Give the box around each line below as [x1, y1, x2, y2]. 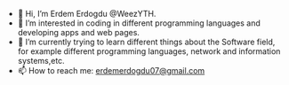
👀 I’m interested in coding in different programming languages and [17, 18, 261, 28]
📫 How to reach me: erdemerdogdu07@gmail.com [17, 66, 205, 75]
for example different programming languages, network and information [17, 46, 281, 57]
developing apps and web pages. [17, 27, 140, 37]
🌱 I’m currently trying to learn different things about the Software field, [17, 36, 276, 47]
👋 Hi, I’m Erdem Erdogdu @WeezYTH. [17, 9, 157, 19]
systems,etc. [17, 56, 65, 66]
